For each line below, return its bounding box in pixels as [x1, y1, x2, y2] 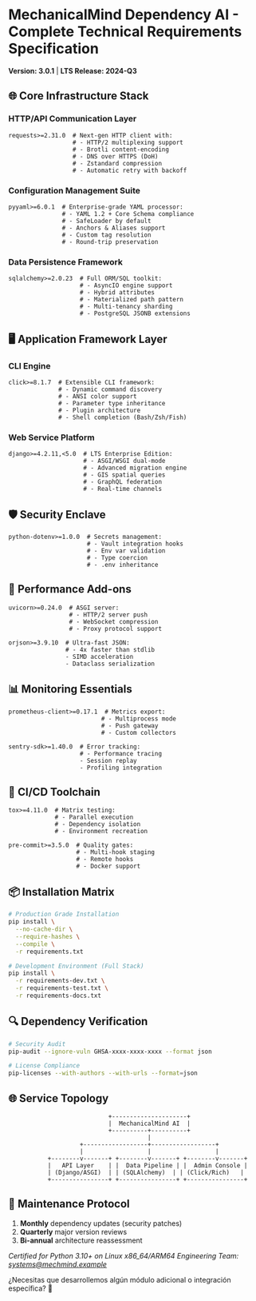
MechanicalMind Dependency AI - [8, 6, 239, 24]
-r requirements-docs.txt [15, 992, 102, 1000]
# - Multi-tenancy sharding [79, 302, 173, 311]
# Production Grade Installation [8, 910, 120, 919]
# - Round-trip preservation [61, 237, 159, 245]
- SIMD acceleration [65, 652, 134, 660]
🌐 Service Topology [8, 1091, 109, 1105]
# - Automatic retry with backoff [72, 166, 187, 174]
